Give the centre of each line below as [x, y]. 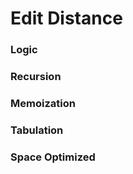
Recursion [36, 77]
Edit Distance [66, 18]
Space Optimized [53, 157]
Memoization [43, 103]
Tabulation [37, 130]
